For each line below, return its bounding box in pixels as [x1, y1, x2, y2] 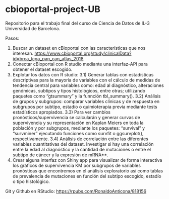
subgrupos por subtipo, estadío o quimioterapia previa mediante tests [12, 104, 157, 110]
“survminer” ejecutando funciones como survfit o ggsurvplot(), [12, 130, 144, 136]
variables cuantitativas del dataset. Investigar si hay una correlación [12, 141, 154, 147]
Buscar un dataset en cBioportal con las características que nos [12, 45, 146, 51]
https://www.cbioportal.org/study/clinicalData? [34, 50, 132, 56]
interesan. [12, 50, 34, 56]
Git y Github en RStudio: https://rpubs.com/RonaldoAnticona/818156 [5, 188, 147, 194]
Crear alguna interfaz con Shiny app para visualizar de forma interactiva [12, 157, 162, 163]
